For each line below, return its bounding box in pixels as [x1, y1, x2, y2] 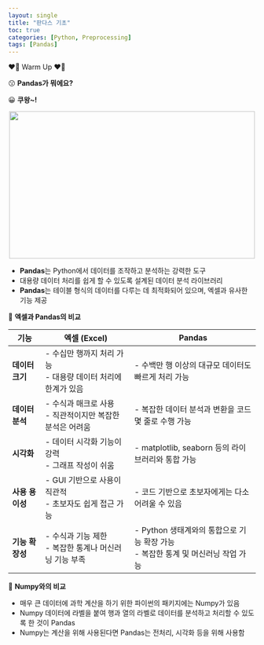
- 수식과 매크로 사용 [45, 398, 115, 409]
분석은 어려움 [45, 422, 91, 433]
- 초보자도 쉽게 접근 [45, 498, 115, 509]
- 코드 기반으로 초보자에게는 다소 [134, 486, 250, 497]
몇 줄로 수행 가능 [134, 416, 192, 427]
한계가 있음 [45, 383, 84, 394]
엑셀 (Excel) [64, 333, 108, 344]
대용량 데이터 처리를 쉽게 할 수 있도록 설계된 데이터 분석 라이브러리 [19, 276, 223, 285]
